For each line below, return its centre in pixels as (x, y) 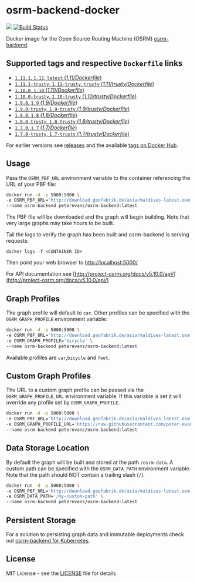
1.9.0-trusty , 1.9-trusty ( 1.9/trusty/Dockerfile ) (72, 109)
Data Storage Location (48, 448)
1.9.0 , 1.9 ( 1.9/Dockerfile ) (46, 102)
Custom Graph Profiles (49, 376)
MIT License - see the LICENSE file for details (61, 573)
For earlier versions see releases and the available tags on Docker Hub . (92, 145)
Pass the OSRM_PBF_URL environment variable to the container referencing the (98, 178)
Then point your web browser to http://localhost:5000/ (72, 263)
